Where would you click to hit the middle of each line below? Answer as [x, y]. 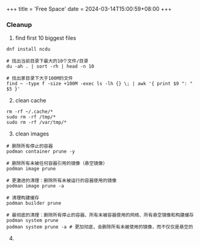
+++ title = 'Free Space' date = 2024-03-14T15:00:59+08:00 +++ [89, 9]
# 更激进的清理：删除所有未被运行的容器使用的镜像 [61, 181]
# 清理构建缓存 [23, 198]
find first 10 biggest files [46, 38]
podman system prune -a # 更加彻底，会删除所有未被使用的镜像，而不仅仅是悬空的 [100, 227]
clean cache [31, 101]
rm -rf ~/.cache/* [30, 112]
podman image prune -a [35, 186]
